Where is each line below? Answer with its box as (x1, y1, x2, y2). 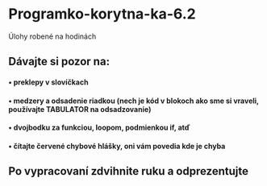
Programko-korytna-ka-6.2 (8, 5, 196, 23)
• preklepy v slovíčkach (8, 77, 89, 87)
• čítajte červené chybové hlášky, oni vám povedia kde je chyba (8, 141, 226, 151)
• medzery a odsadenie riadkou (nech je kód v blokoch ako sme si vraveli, (8, 96, 260, 105)
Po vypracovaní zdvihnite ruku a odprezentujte (8, 164, 248, 178)
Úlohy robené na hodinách (8, 31, 97, 41)
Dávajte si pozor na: (8, 55, 111, 68)
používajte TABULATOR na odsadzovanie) (8, 104, 152, 114)
